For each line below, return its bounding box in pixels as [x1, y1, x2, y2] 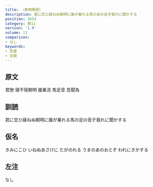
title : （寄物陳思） [5, 7, 43, 12]
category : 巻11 [5, 21, 36, 26]
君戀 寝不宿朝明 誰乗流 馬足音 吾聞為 [5, 87, 80, 93]
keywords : [5, 44, 26, 49]
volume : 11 [5, 30, 28, 35]
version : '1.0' [5, 26, 37, 31]
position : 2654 [5, 16, 37, 21]
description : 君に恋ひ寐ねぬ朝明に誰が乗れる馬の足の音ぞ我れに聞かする [5, 12, 138, 17]
